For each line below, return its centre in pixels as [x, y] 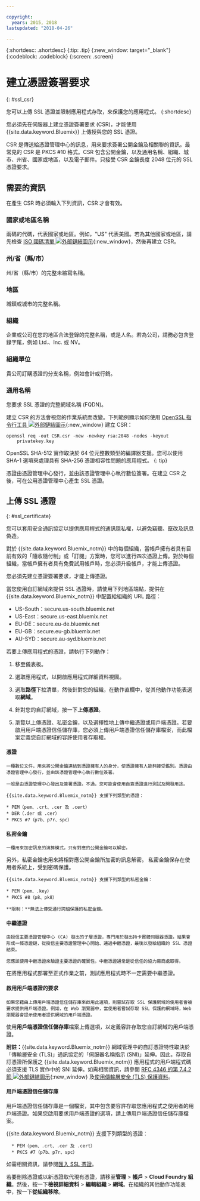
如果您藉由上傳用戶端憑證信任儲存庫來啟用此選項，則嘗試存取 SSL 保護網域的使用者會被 [99, 1002]
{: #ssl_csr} [20, 100]
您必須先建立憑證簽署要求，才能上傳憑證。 [58, 576]
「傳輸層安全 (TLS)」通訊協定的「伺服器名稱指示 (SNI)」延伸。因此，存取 [96, 1054]
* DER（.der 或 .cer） [33, 813]
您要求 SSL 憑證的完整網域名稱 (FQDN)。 [57, 404]
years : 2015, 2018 [35, 22]
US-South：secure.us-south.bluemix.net [65, 609]
